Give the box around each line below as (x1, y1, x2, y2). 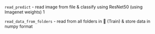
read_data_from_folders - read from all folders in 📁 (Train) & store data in (4, 19, 151, 24)
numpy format (4, 23, 33, 29)
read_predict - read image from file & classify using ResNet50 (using (4, 4, 143, 10)
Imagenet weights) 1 (4, 9, 45, 15)
